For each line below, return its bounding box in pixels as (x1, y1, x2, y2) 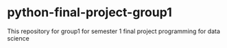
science (7, 34, 29, 42)
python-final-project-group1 (7, 5, 173, 20)
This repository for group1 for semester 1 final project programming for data (7, 27, 221, 35)
